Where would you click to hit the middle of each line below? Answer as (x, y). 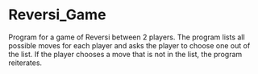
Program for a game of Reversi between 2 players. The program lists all (127, 37)
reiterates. (25, 63)
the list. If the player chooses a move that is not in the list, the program (125, 54)
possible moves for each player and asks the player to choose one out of (129, 45)
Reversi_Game (57, 15)
